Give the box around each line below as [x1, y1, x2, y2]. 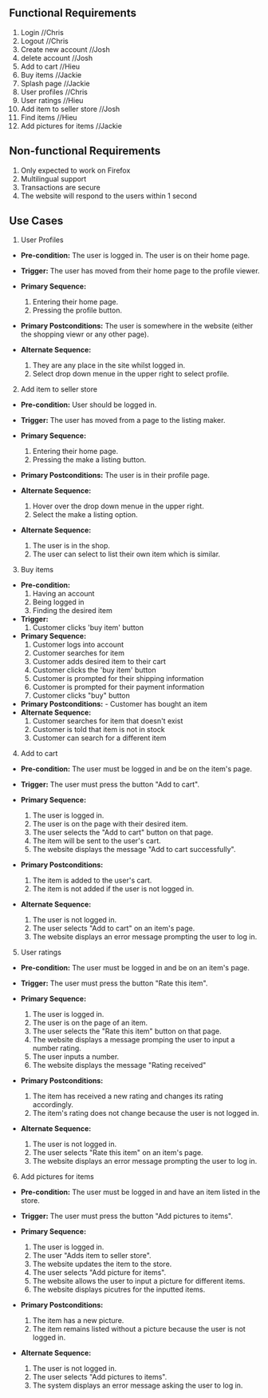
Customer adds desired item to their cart [32, 657, 167, 667]
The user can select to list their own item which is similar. [32, 549, 221, 559]
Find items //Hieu [20, 112, 78, 122]
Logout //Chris [20, 36, 69, 46]
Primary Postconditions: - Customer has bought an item [20, 699, 208, 709]
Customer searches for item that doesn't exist [32, 716, 183, 726]
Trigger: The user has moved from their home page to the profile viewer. [20, 266, 260, 276]
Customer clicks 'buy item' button [32, 623, 144, 632]
